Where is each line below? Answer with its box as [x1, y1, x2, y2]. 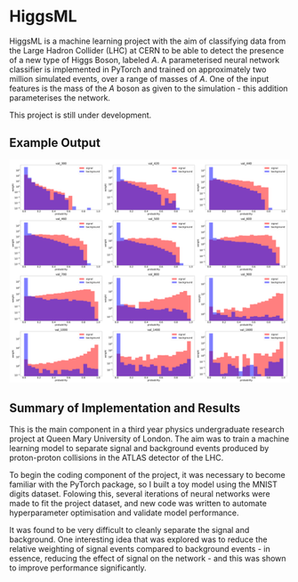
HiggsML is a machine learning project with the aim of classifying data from [9, 36, 286, 46]
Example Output [9, 135, 101, 150]
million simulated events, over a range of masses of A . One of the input [9, 73, 270, 84]
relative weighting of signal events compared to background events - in [9, 544, 270, 554]
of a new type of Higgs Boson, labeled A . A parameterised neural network [9, 54, 280, 65]
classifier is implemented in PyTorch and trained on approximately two [9, 64, 267, 75]
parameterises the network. [9, 92, 111, 103]
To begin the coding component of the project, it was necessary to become [9, 470, 286, 481]
